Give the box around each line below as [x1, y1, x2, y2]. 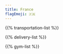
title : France [5, 7, 34, 12]
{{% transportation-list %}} [5, 25, 59, 30]
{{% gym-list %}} [5, 43, 40, 49]
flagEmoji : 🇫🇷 [5, 12, 35, 16]
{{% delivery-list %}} [5, 34, 47, 40]
